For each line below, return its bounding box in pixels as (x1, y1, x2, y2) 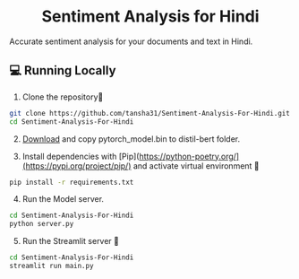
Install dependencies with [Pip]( (21, 151, 140, 161)
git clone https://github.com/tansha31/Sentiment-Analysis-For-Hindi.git (9, 109, 291, 118)
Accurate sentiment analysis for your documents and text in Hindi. (9, 36, 253, 47)
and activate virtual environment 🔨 (132, 160, 260, 171)
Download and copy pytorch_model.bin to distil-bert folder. (21, 133, 240, 144)
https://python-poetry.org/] (138, 151, 240, 161)
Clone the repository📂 (21, 92, 104, 102)
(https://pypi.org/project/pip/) (21, 160, 132, 171)
